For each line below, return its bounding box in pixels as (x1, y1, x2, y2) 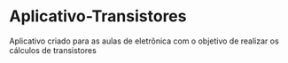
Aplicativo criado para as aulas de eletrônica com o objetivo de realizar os (9, 35, 279, 46)
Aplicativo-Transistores (9, 6, 187, 27)
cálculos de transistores (9, 44, 97, 55)
